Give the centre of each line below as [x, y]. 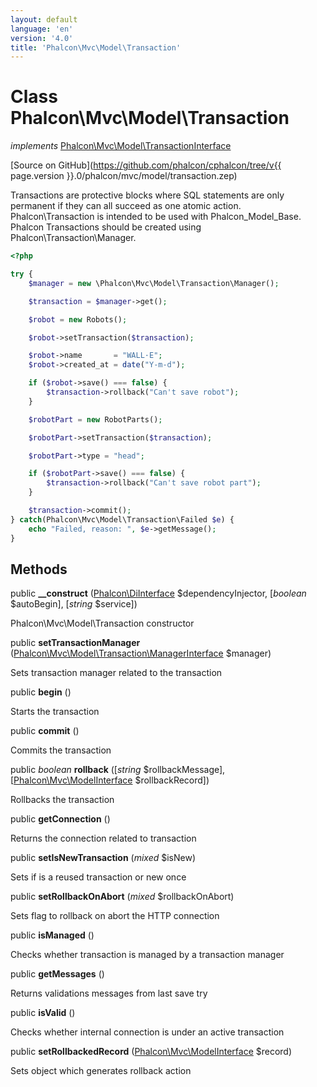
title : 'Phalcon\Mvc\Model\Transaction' [96, 47]
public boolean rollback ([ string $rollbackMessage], [118, 770]
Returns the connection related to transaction [103, 838]
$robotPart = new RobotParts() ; [95, 419]
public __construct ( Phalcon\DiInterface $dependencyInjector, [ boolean [158, 593]
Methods [39, 569]
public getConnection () [60, 819]
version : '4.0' [42, 38]
